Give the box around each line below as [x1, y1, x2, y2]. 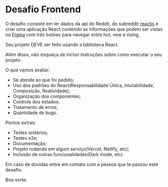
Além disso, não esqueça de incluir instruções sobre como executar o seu [5, 51, 162, 58]
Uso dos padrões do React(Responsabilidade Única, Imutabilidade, [12, 82, 155, 88]
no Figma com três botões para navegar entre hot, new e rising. [5, 31, 140, 38]
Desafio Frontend [5, 4, 81, 15]
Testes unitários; [12, 129, 48, 136]
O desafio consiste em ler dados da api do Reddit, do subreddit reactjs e [5, 21, 159, 27]
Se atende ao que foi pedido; [12, 77, 74, 83]
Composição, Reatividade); [12, 87, 70, 93]
